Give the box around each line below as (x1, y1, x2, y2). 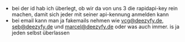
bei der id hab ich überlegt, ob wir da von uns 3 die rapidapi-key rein (11, 5, 178, 12)
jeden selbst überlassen (11, 29, 70, 36)
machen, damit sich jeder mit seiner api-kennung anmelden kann (11, 11, 169, 18)
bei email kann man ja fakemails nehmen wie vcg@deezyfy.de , (11, 17, 164, 24)
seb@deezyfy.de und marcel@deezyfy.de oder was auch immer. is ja (11, 23, 180, 30)
